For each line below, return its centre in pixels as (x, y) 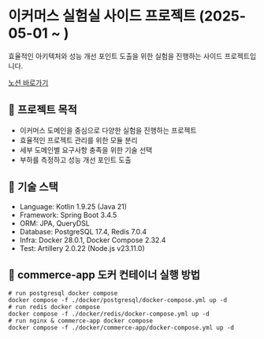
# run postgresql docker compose (63, 293)
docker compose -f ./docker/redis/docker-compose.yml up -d (109, 314)
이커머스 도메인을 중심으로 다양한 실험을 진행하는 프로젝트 (108, 130)
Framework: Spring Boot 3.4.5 (68, 215)
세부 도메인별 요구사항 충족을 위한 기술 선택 (86, 149)
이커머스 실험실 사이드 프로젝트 (102, 16)
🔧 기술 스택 (33, 187)
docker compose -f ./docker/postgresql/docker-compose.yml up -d (117, 300)
